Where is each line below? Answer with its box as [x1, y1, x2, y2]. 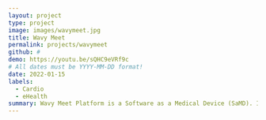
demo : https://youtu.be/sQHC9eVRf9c [8, 56, 129, 64]
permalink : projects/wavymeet [8, 41, 108, 49]
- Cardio [15, 84, 44, 93]
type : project [8, 19, 55, 27]
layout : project [8, 11, 62, 20]
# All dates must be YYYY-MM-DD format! [8, 63, 144, 71]
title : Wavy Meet [8, 33, 66, 42]
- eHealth [15, 92, 47, 100]
